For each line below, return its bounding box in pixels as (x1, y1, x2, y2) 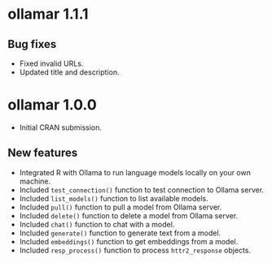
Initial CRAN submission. (19, 123, 103, 132)
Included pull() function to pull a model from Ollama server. (19, 202, 222, 212)
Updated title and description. (19, 67, 120, 77)
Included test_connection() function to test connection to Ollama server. (19, 184, 265, 195)
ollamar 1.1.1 (7, 5, 89, 24)
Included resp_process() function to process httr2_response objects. (19, 245, 252, 255)
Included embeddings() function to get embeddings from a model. (19, 236, 239, 246)
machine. (19, 176, 51, 186)
